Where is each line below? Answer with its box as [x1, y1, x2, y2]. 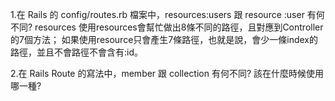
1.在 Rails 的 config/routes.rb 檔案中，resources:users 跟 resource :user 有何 [10, 9, 325, 20]
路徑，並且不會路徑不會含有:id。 [10, 46, 143, 58]
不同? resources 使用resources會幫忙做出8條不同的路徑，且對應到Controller [10, 21, 324, 33]
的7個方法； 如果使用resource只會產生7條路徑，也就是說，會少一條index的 [10, 34, 318, 45]
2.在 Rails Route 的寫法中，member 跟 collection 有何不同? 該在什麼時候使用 [10, 68, 325, 79]
